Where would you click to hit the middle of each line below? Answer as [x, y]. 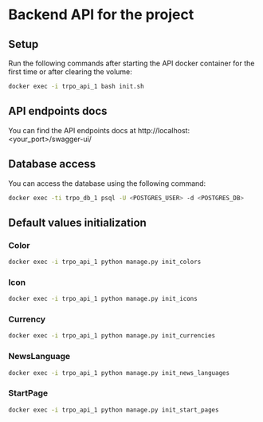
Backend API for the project [101, 15]
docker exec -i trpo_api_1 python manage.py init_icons [103, 299]
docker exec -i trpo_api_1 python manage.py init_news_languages [119, 373]
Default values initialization [78, 222]
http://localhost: [163, 130]
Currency [27, 319]
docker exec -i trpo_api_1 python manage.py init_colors [105, 262]
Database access [52, 164]
